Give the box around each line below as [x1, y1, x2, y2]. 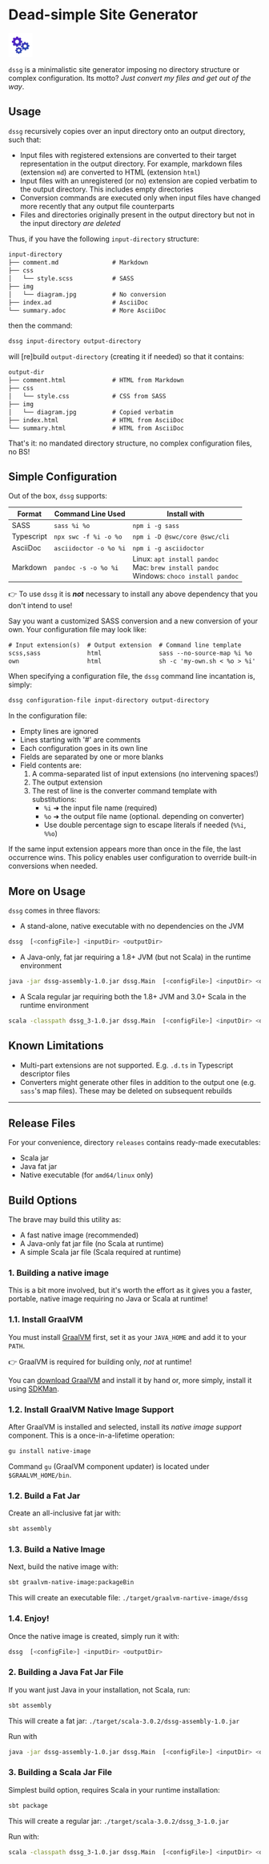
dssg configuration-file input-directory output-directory [8, 696, 210, 704]
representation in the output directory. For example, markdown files [19, 159, 243, 168]
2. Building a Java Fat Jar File [8, 1667, 124, 1678]
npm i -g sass [132, 522, 180, 531]
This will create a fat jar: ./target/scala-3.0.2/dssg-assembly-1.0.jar [8, 1716, 240, 1725]
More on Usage [8, 884, 86, 898]
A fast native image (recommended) [19, 1230, 139, 1240]
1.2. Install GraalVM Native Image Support [8, 1404, 175, 1415]
